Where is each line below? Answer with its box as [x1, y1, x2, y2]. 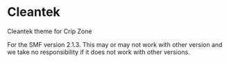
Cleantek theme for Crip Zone [7, 27, 92, 35]
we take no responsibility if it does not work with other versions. [7, 48, 190, 56]
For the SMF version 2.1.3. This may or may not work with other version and [7, 40, 223, 48]
